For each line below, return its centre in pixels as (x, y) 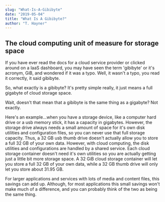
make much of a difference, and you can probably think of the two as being (81, 189)
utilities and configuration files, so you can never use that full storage (75, 133)
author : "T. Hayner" (26, 23)
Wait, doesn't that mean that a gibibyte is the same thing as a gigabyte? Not (82, 102)
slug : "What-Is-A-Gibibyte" (34, 10)
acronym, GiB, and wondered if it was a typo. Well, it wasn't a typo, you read (82, 73)
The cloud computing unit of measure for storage (82, 43)
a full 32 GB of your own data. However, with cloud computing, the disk (77, 143)
